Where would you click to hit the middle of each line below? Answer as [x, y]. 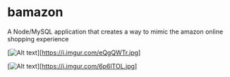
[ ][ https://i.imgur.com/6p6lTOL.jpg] [72, 66]
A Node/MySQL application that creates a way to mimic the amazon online [115, 31]
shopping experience [38, 38]
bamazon [35, 12]
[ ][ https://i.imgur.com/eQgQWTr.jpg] [74, 52]
